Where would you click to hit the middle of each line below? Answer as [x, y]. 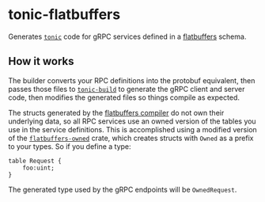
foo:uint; [39, 168]
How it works [41, 61]
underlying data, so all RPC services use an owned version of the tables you [132, 121]
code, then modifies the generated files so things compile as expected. [124, 97]
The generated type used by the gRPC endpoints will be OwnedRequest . [123, 189]
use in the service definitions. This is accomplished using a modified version [132, 129]
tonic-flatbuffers [64, 15]
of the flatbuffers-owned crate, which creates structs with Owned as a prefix [131, 138]
